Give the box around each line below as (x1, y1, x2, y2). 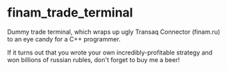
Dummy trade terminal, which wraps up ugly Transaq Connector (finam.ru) (7, 28, 221, 36)
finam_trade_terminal (7, 5, 133, 21)
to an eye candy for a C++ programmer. (7, 34, 121, 43)
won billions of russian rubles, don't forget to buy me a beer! (7, 55, 180, 63)
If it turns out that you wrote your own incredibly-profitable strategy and (7, 48, 213, 57)
